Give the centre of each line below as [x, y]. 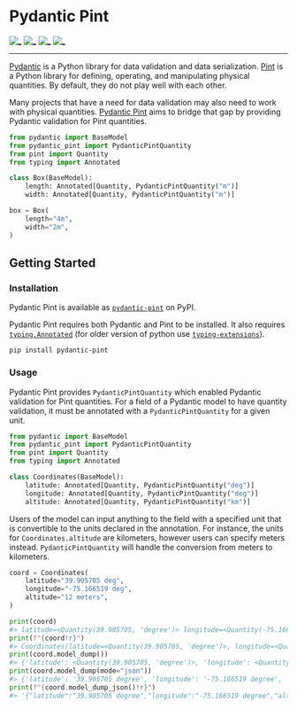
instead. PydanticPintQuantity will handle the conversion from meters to [141, 547]
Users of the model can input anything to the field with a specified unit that [145, 518]
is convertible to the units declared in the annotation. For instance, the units [147, 528]
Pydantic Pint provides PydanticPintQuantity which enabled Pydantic [135, 392]
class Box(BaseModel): [51, 178]
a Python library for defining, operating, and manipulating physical [129, 75]
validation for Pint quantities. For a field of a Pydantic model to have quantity [148, 401]
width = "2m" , [47, 227]
